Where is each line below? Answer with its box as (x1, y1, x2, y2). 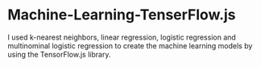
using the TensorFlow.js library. (7, 49, 111, 59)
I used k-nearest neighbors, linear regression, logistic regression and (7, 32, 237, 42)
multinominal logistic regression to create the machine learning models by (7, 40, 253, 50)
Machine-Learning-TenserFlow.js (7, 6, 236, 24)
